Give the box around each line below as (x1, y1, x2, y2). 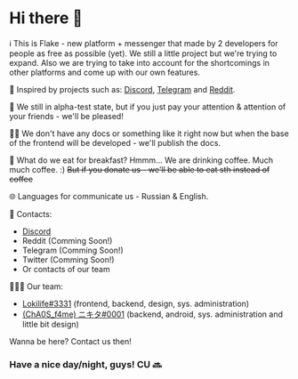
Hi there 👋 (9, 8, 83, 28)
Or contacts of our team (21, 263, 110, 274)
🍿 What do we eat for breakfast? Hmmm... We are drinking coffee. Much (9, 155, 274, 165)
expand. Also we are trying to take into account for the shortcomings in (9, 57, 270, 68)
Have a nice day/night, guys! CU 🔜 (9, 358, 162, 370)
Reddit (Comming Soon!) (21, 235, 113, 246)
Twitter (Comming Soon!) (21, 254, 115, 265)
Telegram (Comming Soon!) (21, 245, 124, 255)
